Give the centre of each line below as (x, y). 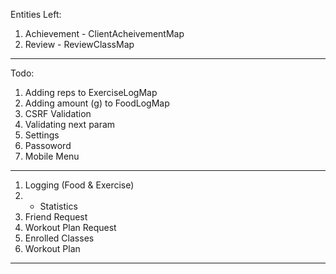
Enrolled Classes (59, 238)
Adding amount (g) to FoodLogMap (97, 103)
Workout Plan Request (70, 227)
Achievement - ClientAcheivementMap (104, 33)
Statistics (58, 206)
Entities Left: (36, 14)
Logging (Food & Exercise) (79, 185)
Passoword (48, 145)
